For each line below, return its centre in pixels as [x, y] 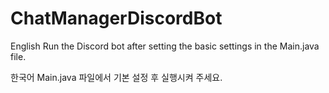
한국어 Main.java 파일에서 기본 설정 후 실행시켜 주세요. [116, 77]
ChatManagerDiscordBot [116, 18]
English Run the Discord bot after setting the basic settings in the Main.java [165, 46]
